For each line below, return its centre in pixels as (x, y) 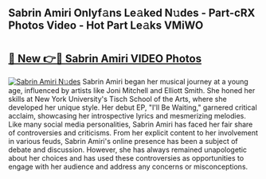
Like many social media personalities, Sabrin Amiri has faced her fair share (131, 124)
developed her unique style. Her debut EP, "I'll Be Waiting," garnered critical (133, 107)
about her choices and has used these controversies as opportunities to (126, 158)
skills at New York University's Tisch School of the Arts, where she (117, 99)
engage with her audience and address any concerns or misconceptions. (128, 167)
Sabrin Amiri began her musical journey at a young (165, 82)
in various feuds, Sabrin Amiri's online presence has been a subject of (123, 141)
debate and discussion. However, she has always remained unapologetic (128, 150)
